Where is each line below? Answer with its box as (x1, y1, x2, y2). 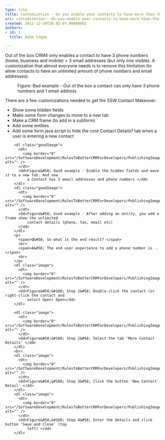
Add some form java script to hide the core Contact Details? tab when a (12, 128, 157, 134)
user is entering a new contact (12, 133, 74, 139)
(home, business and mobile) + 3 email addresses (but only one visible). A (5, 57, 155, 63)
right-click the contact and (5, 293, 65, 298)
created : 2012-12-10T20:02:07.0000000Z (5, 21, 87, 26)
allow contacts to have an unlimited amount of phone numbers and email (5, 68, 152, 74)
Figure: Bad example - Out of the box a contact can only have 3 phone (17, 82, 160, 88)
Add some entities (12, 122, 49, 128)
